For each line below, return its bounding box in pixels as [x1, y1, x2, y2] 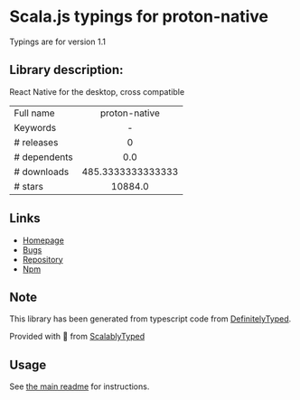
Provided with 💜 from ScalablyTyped [9, 331, 145, 342]
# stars [14, 180, 43, 192]
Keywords [14, 121, 57, 134]
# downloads [14, 165, 70, 178]
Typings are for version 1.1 [9, 36, 107, 47]
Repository [22, 254, 63, 265]
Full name [14, 107, 56, 119]
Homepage [22, 235, 65, 246]
